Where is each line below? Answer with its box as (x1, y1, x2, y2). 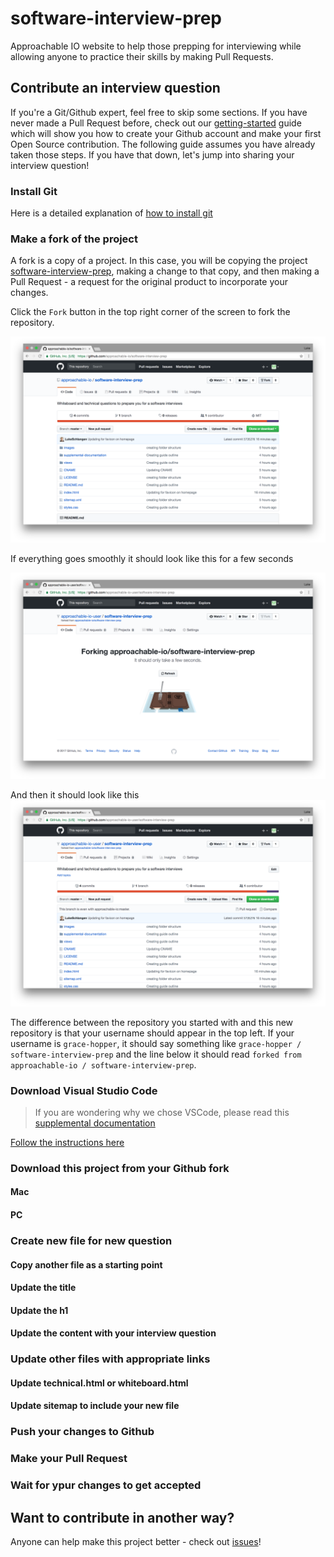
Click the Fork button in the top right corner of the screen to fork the (10, 306, 291, 318)
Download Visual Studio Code (10, 1083, 158, 1097)
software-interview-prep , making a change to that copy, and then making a (10, 265, 320, 277)
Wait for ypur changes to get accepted (10, 1478, 202, 1492)
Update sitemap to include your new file (10, 1400, 180, 1412)
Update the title (10, 1282, 77, 1294)
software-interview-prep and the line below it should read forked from (10, 1048, 302, 1060)
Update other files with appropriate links (10, 1352, 211, 1366)
